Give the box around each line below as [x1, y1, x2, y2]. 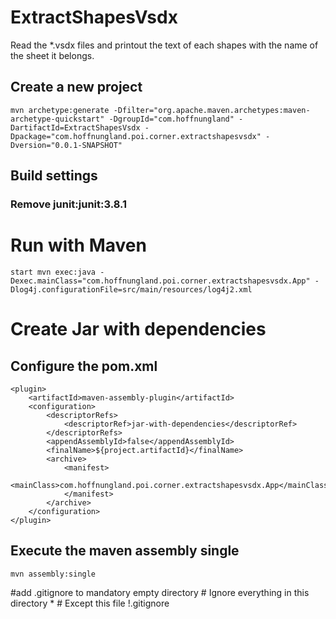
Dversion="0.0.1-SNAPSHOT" [10, 140, 123, 150]
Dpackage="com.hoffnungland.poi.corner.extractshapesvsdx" [10, 131, 262, 141]
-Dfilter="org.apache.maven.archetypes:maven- [113, 105, 311, 115]
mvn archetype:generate [10, 105, 110, 115]
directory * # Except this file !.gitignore [10, 597, 170, 609]
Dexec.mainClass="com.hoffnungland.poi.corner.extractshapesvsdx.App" [10, 276, 311, 286]
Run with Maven [10, 234, 147, 257]
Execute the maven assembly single [10, 542, 240, 560]
